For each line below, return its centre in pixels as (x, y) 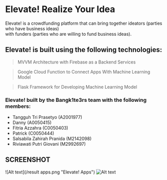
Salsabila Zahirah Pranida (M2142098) (52, 139)
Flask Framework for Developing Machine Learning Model (77, 87)
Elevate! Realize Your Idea (60, 9)
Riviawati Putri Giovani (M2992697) (49, 144)
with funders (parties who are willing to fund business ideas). (68, 34)
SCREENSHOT (28, 160)
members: (18, 106)
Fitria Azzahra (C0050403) (40, 128)
